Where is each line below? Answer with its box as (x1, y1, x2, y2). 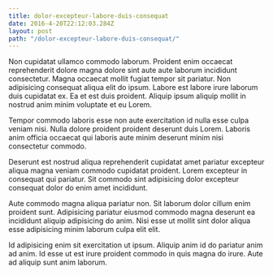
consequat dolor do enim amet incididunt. (8, 183, 148, 193)
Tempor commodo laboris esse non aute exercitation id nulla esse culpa (8, 115, 249, 126)
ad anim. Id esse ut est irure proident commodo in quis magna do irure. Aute (8, 249, 264, 259)
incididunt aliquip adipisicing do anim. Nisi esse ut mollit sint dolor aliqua (8, 216, 251, 226)
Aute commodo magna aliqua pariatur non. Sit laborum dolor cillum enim (8, 199, 251, 208)
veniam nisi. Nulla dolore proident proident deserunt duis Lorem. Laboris (8, 124, 250, 134)
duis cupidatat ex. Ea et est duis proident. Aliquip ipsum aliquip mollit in (8, 91, 246, 101)
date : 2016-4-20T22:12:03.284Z (8, 19, 115, 28)
